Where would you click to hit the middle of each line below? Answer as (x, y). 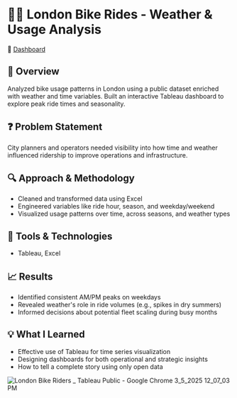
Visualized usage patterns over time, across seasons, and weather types (124, 214)
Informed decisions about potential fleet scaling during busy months (117, 312)
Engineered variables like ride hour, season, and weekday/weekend (116, 206)
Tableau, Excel (39, 253)
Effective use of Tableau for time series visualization (94, 351)
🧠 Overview (33, 71)
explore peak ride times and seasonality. (66, 104)
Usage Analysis (54, 29)
